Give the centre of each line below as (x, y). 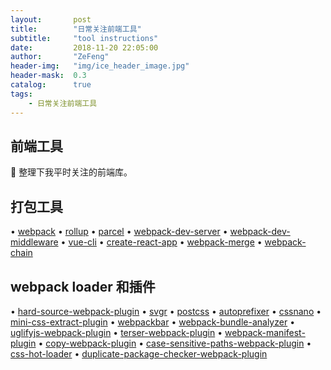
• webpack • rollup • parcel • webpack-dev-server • (119, 232)
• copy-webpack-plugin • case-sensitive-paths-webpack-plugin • (175, 343)
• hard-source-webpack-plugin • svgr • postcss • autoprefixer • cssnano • (166, 311)
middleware (34, 242)
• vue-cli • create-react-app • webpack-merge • (161, 242)
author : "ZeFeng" (60, 57)
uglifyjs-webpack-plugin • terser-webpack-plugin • (116, 332)
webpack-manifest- (265, 332)
